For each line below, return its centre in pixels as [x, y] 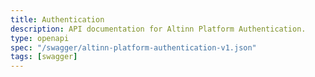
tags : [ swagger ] [44, 57]
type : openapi [40, 38]
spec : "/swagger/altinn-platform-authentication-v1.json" [133, 47]
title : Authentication [57, 19]
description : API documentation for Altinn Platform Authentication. [158, 29]
